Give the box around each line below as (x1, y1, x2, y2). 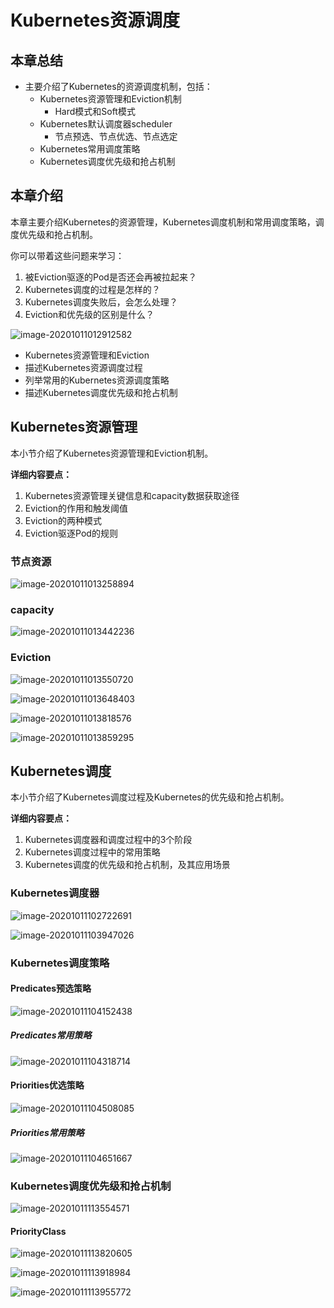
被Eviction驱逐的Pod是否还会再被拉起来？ (24, 271, 197, 283)
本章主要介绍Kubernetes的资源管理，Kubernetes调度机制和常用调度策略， (10, 216, 316, 228)
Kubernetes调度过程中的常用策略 (24, 846, 161, 858)
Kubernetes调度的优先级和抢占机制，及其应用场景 (24, 859, 231, 871)
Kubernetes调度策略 (10, 956, 110, 970)
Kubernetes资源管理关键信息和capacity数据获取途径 (24, 489, 240, 501)
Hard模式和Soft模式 (54, 106, 136, 117)
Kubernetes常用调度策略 (39, 143, 141, 155)
